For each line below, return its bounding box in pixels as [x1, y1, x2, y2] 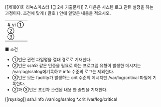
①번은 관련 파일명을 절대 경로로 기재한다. [12, 57, 92, 62]
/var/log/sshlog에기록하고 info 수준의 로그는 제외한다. [12, 69, 115, 74]
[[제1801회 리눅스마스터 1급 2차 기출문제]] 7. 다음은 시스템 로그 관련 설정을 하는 [5, 4, 154, 10]
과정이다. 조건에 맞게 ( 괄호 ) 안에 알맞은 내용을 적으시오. [5, 10, 111, 16]
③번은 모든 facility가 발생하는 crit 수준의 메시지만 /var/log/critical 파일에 [12, 75, 152, 80]
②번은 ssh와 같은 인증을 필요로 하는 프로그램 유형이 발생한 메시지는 [12, 63, 141, 68]
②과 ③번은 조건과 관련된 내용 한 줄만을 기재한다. [12, 87, 108, 93]
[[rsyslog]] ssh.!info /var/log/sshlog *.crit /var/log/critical [5, 96, 117, 102]
